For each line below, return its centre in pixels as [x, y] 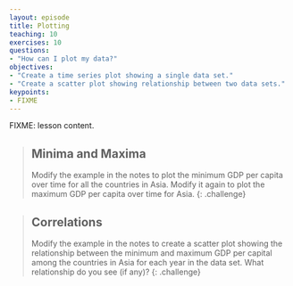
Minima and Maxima [88, 154]
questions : [29, 51]
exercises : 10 [36, 42]
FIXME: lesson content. [52, 126]
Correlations [67, 222]
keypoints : [29, 92]
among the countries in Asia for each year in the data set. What [147, 262]
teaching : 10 [33, 34]
